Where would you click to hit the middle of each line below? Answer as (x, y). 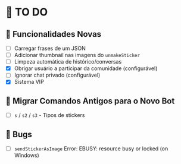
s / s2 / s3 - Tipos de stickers (49, 115)
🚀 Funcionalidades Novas (54, 34)
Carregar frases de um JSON (50, 48)
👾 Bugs (19, 134)
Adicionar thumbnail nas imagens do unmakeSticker (77, 55)
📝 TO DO (27, 12)
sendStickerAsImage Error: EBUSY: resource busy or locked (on (91, 149)
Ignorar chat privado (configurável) (57, 75)
